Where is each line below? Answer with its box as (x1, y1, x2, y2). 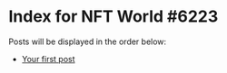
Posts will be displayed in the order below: (8, 36, 167, 47)
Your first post (21, 53, 75, 64)
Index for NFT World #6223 (8, 6, 219, 27)
